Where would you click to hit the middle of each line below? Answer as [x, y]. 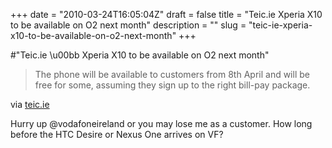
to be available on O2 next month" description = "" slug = [128, 25]
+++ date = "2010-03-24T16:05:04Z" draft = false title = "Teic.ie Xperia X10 [166, 14]
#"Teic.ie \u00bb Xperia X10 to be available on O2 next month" [140, 55]
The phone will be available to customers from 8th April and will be [172, 74]
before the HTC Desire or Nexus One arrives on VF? [117, 134]
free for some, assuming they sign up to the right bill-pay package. [172, 85]
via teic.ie [30, 104]
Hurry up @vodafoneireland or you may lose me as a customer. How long [161, 123]
